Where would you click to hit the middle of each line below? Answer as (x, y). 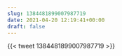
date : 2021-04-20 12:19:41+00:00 (56, 20)
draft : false (26, 26)
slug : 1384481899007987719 (47, 13)
